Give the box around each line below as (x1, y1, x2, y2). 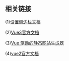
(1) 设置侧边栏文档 (5, 19, 41, 25)
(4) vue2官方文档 (5, 50, 39, 56)
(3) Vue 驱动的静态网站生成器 (5, 40, 64, 46)
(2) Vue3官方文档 (5, 29, 40, 35)
